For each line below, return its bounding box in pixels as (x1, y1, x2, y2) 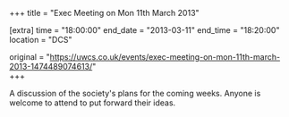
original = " (9, 52, 51, 62)
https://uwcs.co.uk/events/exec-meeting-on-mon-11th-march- (49, 52, 280, 62)
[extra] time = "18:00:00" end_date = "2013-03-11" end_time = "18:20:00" (9, 25, 280, 35)
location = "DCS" (9, 35, 72, 45)
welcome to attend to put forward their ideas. (9, 97, 176, 108)
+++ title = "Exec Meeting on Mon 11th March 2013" (9, 8, 200, 18)
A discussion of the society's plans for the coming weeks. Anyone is (9, 88, 261, 98)
